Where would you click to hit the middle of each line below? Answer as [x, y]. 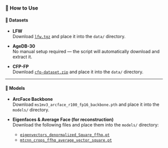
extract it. [22, 57]
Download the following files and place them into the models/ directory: [85, 125]
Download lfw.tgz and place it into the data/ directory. [69, 37]
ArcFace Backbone [33, 99]
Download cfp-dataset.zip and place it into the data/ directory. [78, 72]
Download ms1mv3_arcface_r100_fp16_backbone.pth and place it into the [86, 104]
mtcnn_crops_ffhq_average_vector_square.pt [66, 140]
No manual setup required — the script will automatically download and [86, 52]
